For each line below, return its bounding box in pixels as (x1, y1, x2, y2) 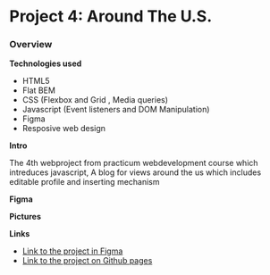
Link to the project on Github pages (21, 255, 153, 266)
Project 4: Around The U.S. (9, 6, 213, 27)
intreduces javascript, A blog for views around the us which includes (9, 167, 262, 178)
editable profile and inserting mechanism (9, 177, 160, 187)
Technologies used (9, 58, 82, 69)
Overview (9, 38, 53, 51)
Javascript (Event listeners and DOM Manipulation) (21, 104, 210, 115)
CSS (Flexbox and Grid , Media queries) (21, 95, 168, 105)
